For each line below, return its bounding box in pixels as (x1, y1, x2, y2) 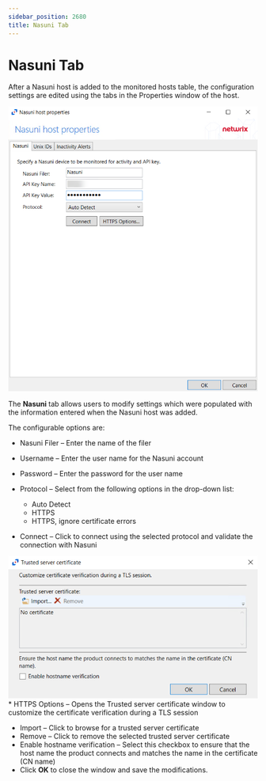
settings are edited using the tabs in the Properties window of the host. (8, 91, 240, 100)
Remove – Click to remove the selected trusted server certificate (19, 731, 230, 741)
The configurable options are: (8, 423, 105, 432)
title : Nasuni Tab (8, 21, 69, 29)
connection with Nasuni (19, 540, 97, 549)
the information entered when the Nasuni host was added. (8, 408, 198, 417)
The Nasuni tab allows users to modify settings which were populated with (8, 399, 253, 408)
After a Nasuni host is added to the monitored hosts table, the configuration (8, 82, 255, 92)
